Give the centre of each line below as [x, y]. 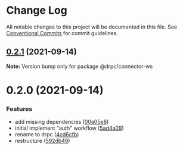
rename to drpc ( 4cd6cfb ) [47, 135]
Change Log [37, 10]
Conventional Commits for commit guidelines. [62, 33]
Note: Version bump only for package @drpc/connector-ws [80, 66]
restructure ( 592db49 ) [42, 141]
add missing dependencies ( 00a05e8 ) [62, 122]
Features [19, 109]
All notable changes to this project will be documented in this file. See [92, 27]
